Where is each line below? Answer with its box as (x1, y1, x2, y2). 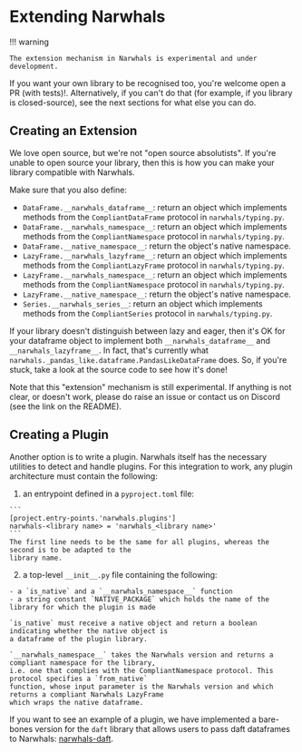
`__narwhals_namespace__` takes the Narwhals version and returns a (9, 650, 274, 659)
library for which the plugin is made (9, 602, 156, 611)
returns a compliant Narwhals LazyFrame (9, 689, 165, 699)
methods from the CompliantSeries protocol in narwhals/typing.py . (22, 308, 273, 318)
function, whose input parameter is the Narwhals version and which (9, 682, 274, 691)
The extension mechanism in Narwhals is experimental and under (9, 54, 258, 63)
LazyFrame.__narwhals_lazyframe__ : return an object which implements (22, 249, 287, 260)
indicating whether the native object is (9, 626, 169, 636)
